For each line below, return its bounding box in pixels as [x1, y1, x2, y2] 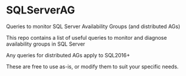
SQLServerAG [6, 4, 75, 17]
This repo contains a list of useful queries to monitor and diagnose [6, 34, 167, 41]
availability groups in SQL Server [6, 40, 85, 47]
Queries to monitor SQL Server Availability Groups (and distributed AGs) [6, 23, 181, 30]
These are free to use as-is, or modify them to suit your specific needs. [6, 63, 179, 70]
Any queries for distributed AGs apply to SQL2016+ [6, 51, 131, 58]
